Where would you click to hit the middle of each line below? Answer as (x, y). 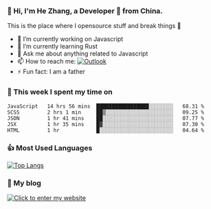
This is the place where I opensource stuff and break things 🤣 (94, 26)
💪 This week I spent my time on (60, 92)
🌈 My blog (24, 183)
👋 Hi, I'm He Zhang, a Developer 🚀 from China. (85, 11)
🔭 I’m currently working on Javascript (70, 39)
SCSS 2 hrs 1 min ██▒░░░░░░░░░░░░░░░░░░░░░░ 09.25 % (106, 112)
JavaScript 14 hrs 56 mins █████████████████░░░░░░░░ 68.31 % (106, 106)
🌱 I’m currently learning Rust (57, 47)
